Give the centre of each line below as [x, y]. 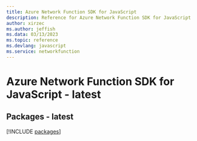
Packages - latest [40, 117]
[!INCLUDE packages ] [34, 131]
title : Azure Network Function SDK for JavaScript [72, 12]
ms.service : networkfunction [43, 52]
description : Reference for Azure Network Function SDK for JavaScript [98, 18]
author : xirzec [25, 23]
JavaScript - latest [54, 94]
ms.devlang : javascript [36, 46]
